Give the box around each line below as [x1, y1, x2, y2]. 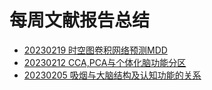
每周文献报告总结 [9, 9, 151, 32]
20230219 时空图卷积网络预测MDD [23, 44, 168, 56]
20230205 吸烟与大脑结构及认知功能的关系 [23, 69, 202, 81]
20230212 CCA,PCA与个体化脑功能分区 [23, 56, 187, 68]
